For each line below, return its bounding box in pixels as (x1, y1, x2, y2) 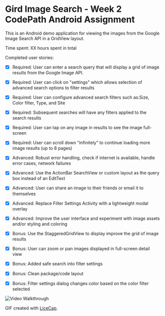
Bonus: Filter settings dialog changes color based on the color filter (12, 280, 149, 286)
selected (12, 286, 31, 292)
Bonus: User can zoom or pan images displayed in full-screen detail (12, 246, 150, 251)
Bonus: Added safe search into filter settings (12, 260, 103, 267)
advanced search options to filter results (12, 85, 95, 91)
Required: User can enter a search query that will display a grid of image (12, 64, 160, 70)
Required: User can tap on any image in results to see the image (12, 125, 143, 131)
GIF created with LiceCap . (5, 305, 58, 311)
